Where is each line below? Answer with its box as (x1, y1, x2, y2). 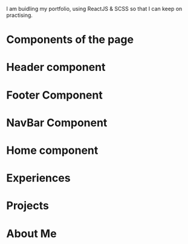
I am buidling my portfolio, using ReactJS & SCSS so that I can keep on (6, 5, 183, 12)
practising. (6, 12, 33, 19)
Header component (6, 61, 106, 74)
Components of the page (6, 33, 134, 47)
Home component (6, 143, 99, 157)
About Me (6, 226, 57, 240)
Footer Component (6, 88, 103, 102)
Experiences (6, 171, 71, 185)
